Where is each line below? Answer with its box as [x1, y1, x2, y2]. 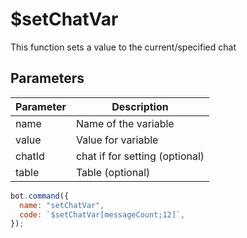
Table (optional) [75, 165, 151, 179]
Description [111, 99, 169, 113]
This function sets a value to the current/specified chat [10, 41, 237, 53]
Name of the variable [75, 116, 175, 130]
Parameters [10, 70, 85, 87]
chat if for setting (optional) [75, 149, 205, 163]
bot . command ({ [10, 191, 70, 201]
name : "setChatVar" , [19, 200, 105, 210]
